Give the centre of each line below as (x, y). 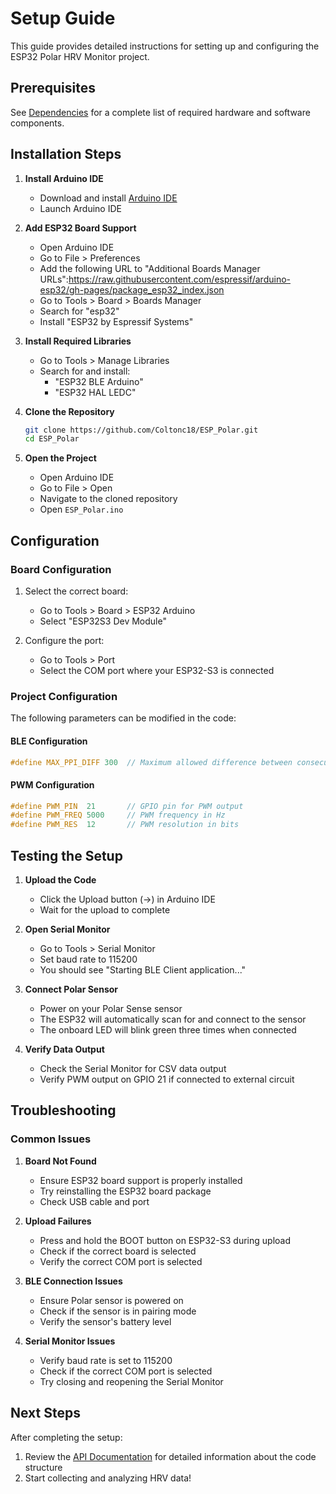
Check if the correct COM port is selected (126, 1371)
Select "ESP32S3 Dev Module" (103, 621)
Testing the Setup (66, 855)
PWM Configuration (52, 784)
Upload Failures (58, 1221)
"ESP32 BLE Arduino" (99, 381)
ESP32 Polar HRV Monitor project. (80, 56)
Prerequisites (53, 88)
